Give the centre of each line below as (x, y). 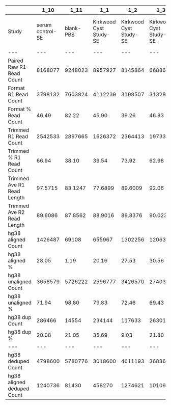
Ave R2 (16, 212)
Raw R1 (17, 67)
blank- (73, 28)
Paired (16, 61)
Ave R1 (16, 185)
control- (47, 31)
